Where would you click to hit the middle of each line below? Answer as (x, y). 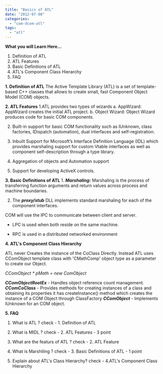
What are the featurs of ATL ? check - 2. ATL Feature (66, 342)
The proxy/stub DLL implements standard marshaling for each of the (82, 200)
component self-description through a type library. (63, 152)
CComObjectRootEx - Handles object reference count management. (75, 283)
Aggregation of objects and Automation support (61, 161)
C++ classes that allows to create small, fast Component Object (83, 92)
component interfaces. (35, 205)
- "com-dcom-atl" (27, 23)
